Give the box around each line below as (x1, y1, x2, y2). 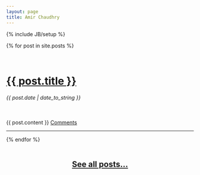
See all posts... (71, 160, 129, 170)
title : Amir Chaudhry (6, 14, 60, 20)
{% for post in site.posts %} (6, 42, 74, 49)
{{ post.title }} (6, 74, 77, 88)
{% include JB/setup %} (6, 30, 65, 37)
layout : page (6, 8, 39, 15)
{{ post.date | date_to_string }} (6, 94, 81, 101)
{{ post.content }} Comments (6, 119, 77, 126)
